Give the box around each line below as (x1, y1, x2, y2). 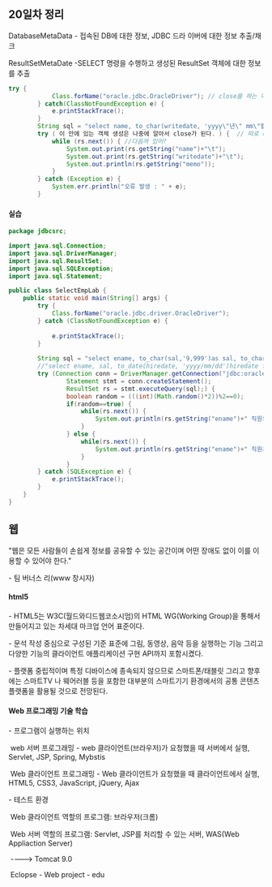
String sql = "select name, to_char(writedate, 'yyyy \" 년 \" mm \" (37, 123, 261, 131)
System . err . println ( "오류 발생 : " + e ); (51, 183, 187, 191)
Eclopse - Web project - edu (10, 869, 105, 879)
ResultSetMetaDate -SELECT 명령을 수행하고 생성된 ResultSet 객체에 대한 (8, 58, 247, 67)
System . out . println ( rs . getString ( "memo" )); (66, 160, 216, 168)
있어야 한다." (32, 555, 72, 566)
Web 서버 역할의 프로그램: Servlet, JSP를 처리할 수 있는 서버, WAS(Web (10, 829, 240, 838)
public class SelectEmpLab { (8, 286, 107, 295)
